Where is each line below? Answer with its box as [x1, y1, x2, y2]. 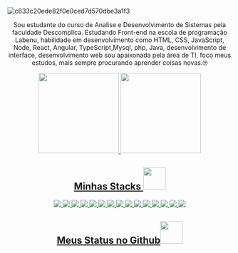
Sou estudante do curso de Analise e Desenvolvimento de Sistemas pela [13, 21, 227, 29]
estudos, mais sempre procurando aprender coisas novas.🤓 [31, 58, 208, 67]
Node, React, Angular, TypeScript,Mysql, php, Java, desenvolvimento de [13, 43, 227, 51]
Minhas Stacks [73, 180, 141, 192]
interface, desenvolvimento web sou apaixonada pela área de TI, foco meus [8, 51, 232, 59]
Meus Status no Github [56, 234, 161, 247]
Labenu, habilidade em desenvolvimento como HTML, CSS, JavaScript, [15, 36, 224, 44]
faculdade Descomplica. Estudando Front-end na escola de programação [11, 29, 228, 36]
